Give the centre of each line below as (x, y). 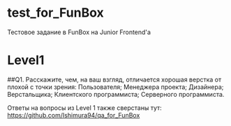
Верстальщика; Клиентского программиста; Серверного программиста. (116, 94)
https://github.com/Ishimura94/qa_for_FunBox (74, 115)
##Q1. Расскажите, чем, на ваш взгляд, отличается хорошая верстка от (114, 79)
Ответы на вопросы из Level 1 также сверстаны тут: (84, 108)
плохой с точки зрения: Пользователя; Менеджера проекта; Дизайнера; (115, 87)
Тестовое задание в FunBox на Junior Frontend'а (79, 32)
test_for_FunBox (56, 13)
